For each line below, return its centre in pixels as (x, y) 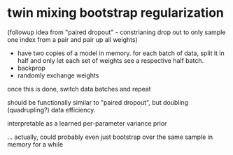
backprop (31, 68)
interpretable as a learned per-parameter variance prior (87, 123)
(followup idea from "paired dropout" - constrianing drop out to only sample (116, 32)
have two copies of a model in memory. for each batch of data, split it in (121, 53)
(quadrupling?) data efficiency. (51, 110)
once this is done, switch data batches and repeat (79, 89)
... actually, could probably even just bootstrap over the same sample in (110, 137)
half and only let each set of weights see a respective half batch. (111, 60)
